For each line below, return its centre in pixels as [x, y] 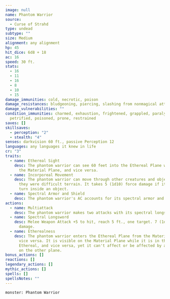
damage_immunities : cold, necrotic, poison [52, 99]
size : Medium [19, 39]
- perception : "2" [29, 132]
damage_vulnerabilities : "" [35, 109]
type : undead [19, 29]
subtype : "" [18, 33]
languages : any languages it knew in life [51, 147]
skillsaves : [18, 128]
